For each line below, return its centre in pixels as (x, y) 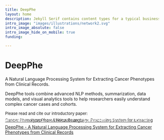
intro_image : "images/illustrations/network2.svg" (58, 23)
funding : (14, 37)
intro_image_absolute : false (35, 28)
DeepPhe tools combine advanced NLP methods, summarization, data (76, 93)
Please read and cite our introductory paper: (46, 113)
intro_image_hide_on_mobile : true (40, 32)
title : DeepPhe (20, 10)
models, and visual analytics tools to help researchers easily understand (78, 99)
